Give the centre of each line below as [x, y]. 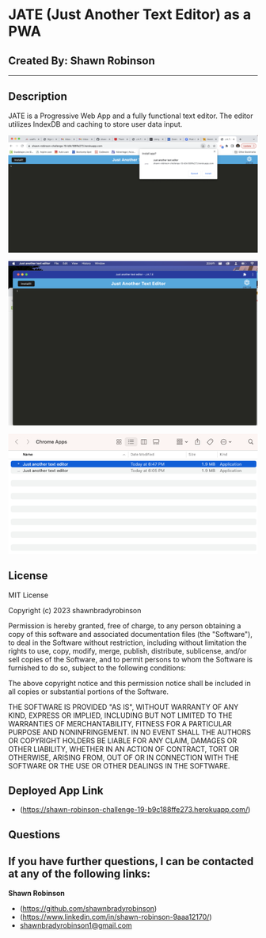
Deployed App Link [56, 790]
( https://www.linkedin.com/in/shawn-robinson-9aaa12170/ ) [116, 917]
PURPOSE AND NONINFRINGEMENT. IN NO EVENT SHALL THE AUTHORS [130, 732]
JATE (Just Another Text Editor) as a [130, 15]
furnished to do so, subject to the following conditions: [97, 668]
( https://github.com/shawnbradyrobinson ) [88, 908]
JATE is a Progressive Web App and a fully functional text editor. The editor [131, 116]
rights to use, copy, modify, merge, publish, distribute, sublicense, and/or [127, 650]
